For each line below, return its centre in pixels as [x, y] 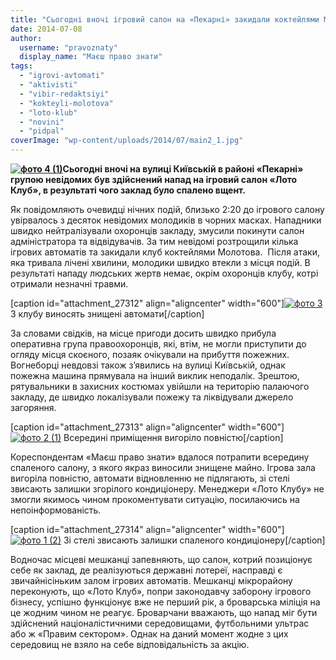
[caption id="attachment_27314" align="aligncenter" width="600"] [147, 529]
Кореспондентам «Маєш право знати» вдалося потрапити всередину [160, 457]
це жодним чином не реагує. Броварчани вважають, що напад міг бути [164, 612]
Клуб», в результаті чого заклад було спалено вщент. [128, 190]
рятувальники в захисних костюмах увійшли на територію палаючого [160, 386]
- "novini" [42, 122]
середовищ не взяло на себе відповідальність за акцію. [130, 644]
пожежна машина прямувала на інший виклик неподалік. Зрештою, [155, 375]
